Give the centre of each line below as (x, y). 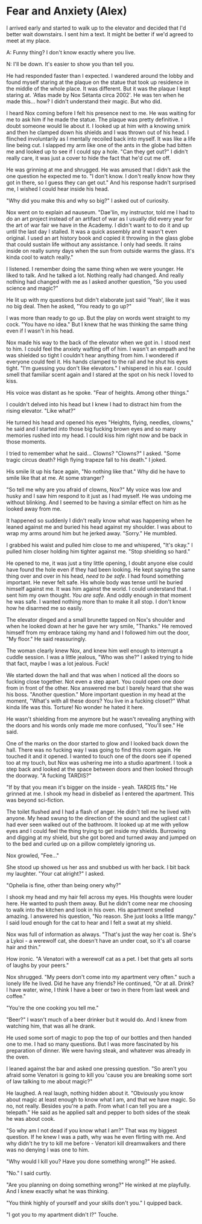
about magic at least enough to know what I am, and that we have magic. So (101, 1099)
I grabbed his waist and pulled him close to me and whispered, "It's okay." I (99, 545)
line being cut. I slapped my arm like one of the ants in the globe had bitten (99, 145)
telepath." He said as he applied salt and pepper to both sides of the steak (98, 1112)
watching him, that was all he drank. (51, 1026)
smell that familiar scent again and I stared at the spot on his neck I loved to (100, 374)
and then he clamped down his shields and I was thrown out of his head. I (98, 132)
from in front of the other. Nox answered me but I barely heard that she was (100, 688)
